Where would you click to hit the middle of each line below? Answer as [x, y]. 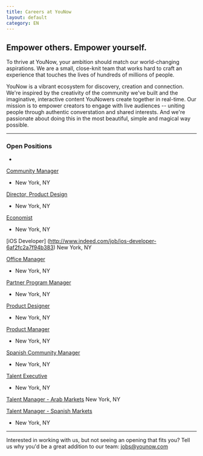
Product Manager [28, 329]
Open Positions [29, 147]
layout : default [27, 17]
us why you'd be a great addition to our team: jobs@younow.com [87, 446]
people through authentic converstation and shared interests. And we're [96, 112]
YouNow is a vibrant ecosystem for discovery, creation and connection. [95, 87]
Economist [20, 218]
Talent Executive [27, 376]
